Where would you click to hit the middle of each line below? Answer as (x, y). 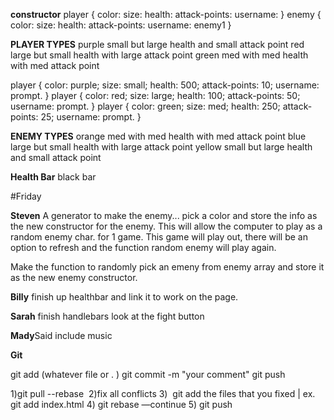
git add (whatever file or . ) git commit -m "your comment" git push (148, 374)
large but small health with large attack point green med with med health (159, 55)
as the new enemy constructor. (74, 277)
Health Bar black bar (53, 177)
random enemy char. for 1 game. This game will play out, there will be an (159, 237)
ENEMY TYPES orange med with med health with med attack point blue (158, 136)
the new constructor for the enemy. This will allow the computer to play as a (166, 226)
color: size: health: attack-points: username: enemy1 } (121, 25)
